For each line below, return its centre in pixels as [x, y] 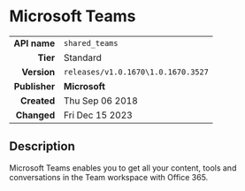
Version [38, 72]
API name [34, 43]
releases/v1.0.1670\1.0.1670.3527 [136, 72]
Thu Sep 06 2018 [101, 101]
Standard [82, 57]
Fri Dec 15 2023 [98, 115]
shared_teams [91, 43]
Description [42, 146]
